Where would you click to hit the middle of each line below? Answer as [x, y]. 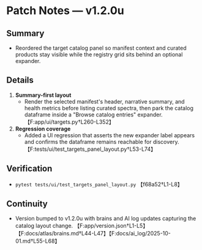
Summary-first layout [43, 95]
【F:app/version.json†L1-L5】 [111, 226]
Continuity [27, 204]
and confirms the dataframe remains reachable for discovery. [102, 142]
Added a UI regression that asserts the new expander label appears [109, 135]
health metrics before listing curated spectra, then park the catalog [109, 108]
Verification [29, 169]
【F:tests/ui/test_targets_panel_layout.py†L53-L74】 [90, 149]
